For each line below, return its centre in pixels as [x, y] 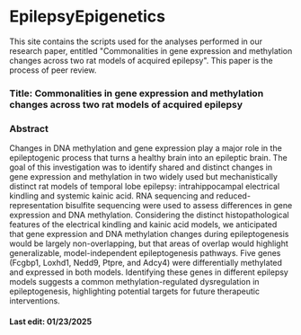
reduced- [234, 196]
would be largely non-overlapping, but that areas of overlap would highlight [149, 243]
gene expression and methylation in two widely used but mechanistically [144, 177]
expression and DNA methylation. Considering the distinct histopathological [149, 215]
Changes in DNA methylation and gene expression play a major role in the [146, 148]
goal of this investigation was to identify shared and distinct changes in [141, 167]
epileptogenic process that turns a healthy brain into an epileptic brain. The [148, 158]
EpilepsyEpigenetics [88, 17]
